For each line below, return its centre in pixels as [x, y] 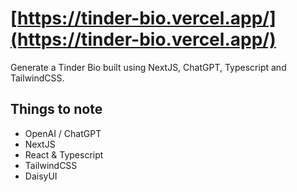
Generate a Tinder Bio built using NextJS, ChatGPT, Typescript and [148, 67]
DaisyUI [41, 176]
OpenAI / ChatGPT [63, 133]
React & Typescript [64, 154]
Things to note [56, 109]
